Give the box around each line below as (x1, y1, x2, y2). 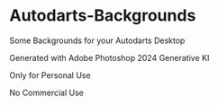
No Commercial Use (9, 87, 84, 98)
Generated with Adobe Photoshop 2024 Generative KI (9, 52, 210, 63)
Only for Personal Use (9, 69, 92, 81)
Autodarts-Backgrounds (9, 5, 196, 26)
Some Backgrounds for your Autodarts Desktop (9, 35, 186, 46)
